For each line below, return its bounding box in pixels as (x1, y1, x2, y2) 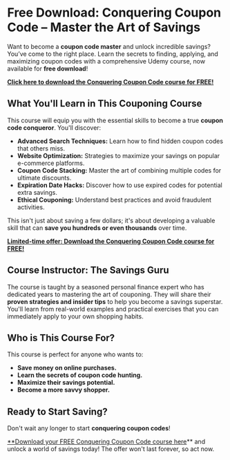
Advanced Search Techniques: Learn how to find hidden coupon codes (17, 137, 223, 145)
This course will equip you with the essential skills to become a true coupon (7, 116, 223, 124)
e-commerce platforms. (17, 159, 85, 167)
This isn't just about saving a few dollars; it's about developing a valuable (7, 216, 215, 224)
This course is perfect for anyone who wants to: (7, 350, 144, 358)
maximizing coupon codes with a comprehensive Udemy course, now (7, 57, 206, 65)
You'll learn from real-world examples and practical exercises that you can (7, 305, 219, 313)
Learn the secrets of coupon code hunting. (17, 371, 143, 379)
